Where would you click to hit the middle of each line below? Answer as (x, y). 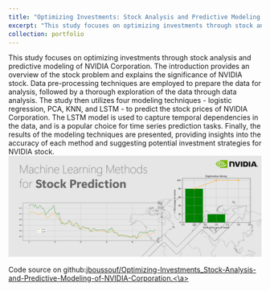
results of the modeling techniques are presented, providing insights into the (135, 135)
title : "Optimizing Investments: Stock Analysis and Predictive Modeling (135, 17)
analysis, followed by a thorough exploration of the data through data (123, 92)
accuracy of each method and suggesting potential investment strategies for (135, 143)
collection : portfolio (46, 34)
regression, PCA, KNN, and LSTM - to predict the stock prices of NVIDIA (128, 109)
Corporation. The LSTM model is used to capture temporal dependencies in (133, 117)
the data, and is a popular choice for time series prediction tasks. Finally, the (135, 126)
